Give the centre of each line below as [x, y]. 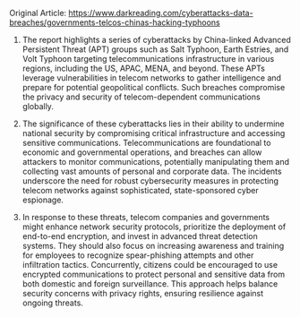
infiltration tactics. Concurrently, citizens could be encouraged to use [150, 265]
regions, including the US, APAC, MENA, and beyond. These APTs [144, 68]
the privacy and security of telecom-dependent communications [141, 97]
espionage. [43, 200]
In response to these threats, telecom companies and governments [146, 217]
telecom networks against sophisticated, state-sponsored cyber [141, 190]
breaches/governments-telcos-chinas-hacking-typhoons [115, 22]
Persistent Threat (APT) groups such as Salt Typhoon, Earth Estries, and [155, 49]
